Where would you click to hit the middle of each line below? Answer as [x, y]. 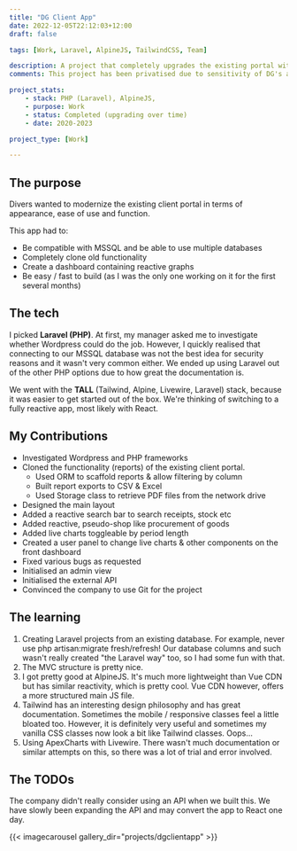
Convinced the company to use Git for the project [112, 589]
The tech [34, 313]
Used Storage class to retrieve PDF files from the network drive [151, 495]
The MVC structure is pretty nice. [83, 667]
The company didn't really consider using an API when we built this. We [140, 801]
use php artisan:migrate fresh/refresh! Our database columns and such [151, 648]
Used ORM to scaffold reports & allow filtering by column [139, 476]
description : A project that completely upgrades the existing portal [142, 66]
